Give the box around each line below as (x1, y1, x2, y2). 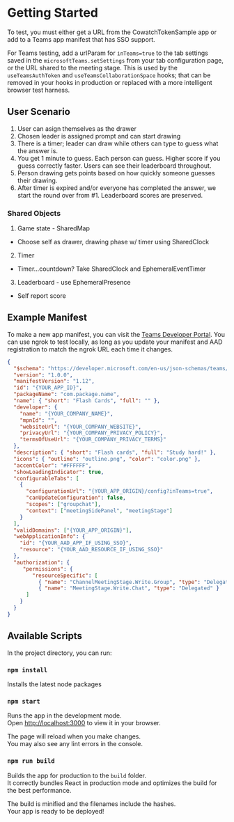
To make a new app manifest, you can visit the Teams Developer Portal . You (7, 330, 225, 338)
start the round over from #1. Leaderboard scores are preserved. (17, 191, 203, 199)
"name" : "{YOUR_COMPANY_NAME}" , (19, 410, 114, 417)
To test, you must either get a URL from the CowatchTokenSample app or (7, 28, 217, 36)
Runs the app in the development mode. (7, 711, 122, 720)
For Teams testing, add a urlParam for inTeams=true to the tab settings (7, 49, 209, 57)
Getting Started (7, 5, 99, 21)
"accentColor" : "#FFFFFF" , (13, 461, 92, 469)
